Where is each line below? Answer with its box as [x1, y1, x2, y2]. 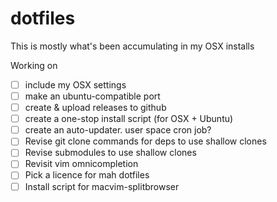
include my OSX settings [24, 78, 127, 91]
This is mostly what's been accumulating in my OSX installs [10, 40, 255, 52]
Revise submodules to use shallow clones [24, 147, 197, 159]
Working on [10, 59, 58, 71]
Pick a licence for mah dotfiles [24, 169, 150, 181]
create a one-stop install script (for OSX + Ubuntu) [24, 113, 234, 125]
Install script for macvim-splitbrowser [24, 180, 180, 192]
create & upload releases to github [24, 102, 167, 114]
